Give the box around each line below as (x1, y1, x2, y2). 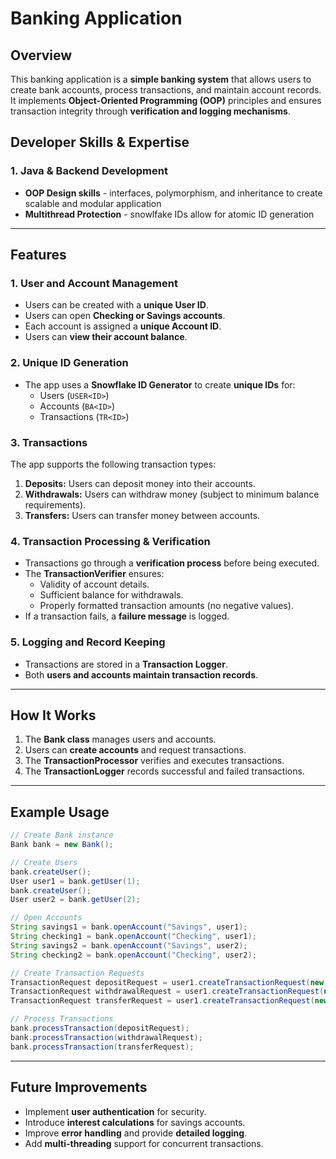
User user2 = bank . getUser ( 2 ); (10, 895, 141, 905)
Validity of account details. (39, 578, 150, 591)
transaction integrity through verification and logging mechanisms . (10, 105, 291, 117)
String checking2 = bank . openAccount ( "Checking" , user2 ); (10, 950, 257, 960)
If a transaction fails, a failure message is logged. (24, 610, 230, 622)
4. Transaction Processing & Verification (10, 534, 211, 548)
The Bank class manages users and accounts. (24, 733, 217, 746)
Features (10, 247, 67, 264)
